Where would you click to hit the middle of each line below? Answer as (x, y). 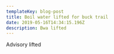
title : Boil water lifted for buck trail (57, 17)
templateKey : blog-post (35, 11)
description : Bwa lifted (36, 28)
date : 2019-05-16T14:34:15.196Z (45, 22)
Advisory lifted (24, 45)
